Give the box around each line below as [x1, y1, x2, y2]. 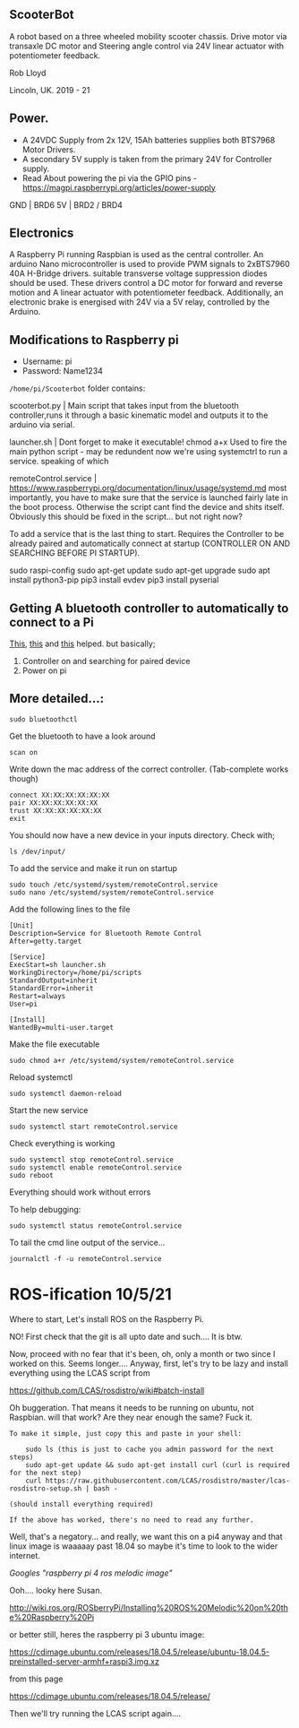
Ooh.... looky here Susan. [9, 1585, 103, 1595]
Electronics [9, 226, 74, 241]
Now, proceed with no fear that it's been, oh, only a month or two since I [9, 1348, 276, 1359]
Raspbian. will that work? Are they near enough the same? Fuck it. [9, 1412, 252, 1422]
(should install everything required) [9, 1499, 154, 1508]
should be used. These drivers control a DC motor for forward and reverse [9, 278, 284, 289]
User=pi [9, 999, 38, 1008]
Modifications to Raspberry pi [9, 332, 179, 348]
